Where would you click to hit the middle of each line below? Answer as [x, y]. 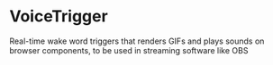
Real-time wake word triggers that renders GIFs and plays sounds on [137, 41]
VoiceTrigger [59, 16]
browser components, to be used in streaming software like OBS [129, 50]
